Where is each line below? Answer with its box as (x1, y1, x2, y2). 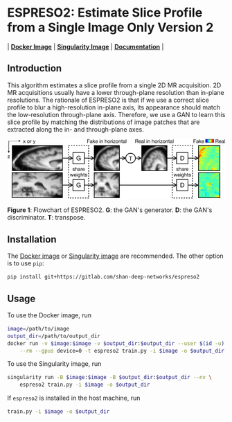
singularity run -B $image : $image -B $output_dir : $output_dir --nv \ (7, 374, 213, 381)
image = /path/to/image (7, 325, 70, 332)
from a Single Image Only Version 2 (7, 19, 214, 35)
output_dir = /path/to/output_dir (7, 333, 100, 340)
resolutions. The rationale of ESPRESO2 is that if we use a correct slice (7, 96, 209, 104)
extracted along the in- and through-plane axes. (7, 125, 144, 133)
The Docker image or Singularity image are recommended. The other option (7, 252, 224, 261)
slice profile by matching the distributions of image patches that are (7, 118, 200, 126)
